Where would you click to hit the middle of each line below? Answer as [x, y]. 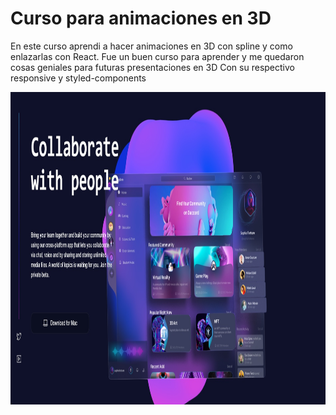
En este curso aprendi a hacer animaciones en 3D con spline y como [151, 46]
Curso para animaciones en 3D [141, 18]
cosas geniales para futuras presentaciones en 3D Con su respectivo [152, 67]
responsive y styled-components [78, 78]
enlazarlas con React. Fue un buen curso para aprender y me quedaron [157, 56]
